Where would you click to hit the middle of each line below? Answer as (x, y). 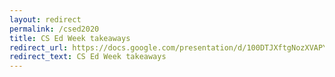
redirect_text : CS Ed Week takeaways (88, 57)
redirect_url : (39, 47)
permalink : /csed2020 (54, 29)
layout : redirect (45, 19)
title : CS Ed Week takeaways (70, 38)
